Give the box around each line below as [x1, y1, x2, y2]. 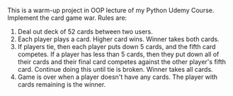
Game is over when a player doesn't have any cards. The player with [17, 73, 218, 81]
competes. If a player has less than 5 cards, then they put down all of [17, 50, 220, 58]
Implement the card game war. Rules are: [7, 14, 127, 22]
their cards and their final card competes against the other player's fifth [17, 58, 227, 66]
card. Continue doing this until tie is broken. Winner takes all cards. [17, 65, 214, 73]
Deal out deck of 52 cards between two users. [17, 28, 154, 36]
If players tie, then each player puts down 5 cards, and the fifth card [17, 43, 216, 50]
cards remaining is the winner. [17, 80, 106, 88]
